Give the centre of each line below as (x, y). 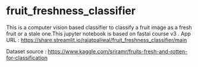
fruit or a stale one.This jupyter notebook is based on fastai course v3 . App (99, 33)
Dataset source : (26, 51)
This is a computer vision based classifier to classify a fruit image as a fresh (99, 27)
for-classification (27, 58)
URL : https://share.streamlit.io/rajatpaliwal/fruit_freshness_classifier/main (97, 40)
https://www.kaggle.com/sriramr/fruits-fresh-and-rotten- (117, 51)
